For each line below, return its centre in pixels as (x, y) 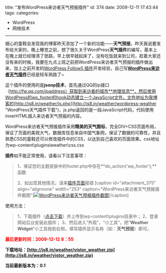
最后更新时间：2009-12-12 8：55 (40, 239)
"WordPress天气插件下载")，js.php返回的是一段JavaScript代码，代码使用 (80, 110)
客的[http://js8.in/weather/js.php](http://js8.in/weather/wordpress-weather (81, 104)
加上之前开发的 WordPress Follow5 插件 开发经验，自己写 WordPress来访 (86, 68)
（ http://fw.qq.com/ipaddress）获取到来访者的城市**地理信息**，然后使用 (81, 91)
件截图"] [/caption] (73, 195)
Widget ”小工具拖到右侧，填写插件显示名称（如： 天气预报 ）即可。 (84, 229)
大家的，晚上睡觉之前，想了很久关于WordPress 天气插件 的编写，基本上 (85, 50)
